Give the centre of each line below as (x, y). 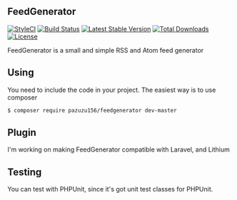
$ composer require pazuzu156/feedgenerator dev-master (92, 110)
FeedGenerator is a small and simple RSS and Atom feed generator (106, 50)
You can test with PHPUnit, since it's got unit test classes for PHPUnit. (110, 189)
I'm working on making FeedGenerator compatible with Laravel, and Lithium (119, 149)
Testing (25, 172)
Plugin (22, 132)
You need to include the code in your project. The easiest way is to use (112, 90)
